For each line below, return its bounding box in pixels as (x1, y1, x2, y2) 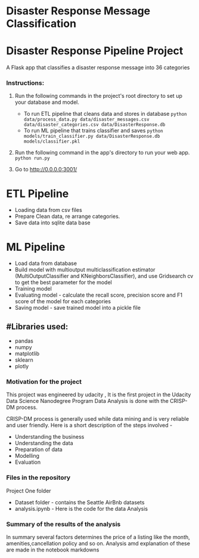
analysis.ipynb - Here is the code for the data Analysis (14, 505, 148, 512)
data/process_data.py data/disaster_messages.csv (23, 116, 150, 123)
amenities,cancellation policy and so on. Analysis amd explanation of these (6, 540, 191, 547)
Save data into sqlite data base (14, 219, 91, 226)
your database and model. (14, 98, 79, 106)
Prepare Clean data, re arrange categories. (14, 213, 120, 220)
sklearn (14, 356, 34, 363)
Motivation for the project (6, 378, 82, 386)
